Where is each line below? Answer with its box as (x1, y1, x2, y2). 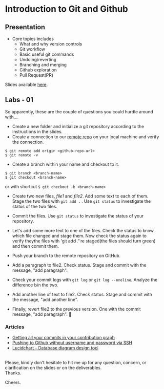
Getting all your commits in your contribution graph (12, 335, 115, 341)
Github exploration (19, 67, 57, 73)
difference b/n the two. (12, 282, 59, 288)
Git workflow (19, 46, 45, 52)
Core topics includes (12, 36, 54, 42)
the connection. (12, 139, 44, 145)
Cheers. (5, 380, 21, 386)
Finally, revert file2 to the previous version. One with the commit (12, 306, 141, 312)
